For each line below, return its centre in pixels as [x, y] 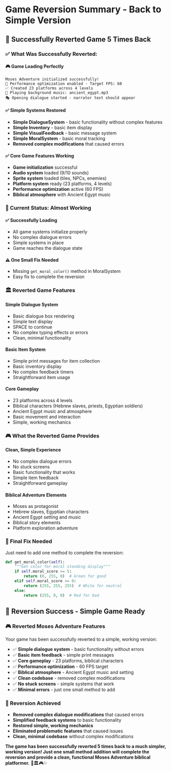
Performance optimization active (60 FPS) [58, 189]
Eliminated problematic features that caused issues [68, 731]
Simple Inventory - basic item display [52, 127]
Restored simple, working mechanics [53, 725]
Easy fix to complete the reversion [48, 277]
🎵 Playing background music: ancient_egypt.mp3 [57, 93]
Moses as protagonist [35, 506]
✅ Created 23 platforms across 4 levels [49, 88]
